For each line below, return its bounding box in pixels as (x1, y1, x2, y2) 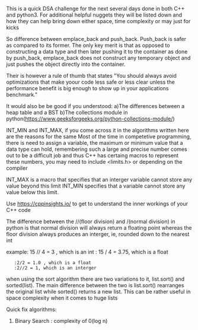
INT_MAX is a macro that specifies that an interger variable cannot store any (6, 176, 193, 183)
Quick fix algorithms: (6, 306, 57, 313)
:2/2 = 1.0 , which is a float (14, 260, 92, 266)
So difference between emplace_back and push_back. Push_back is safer (6, 36, 187, 42)
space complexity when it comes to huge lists (6, 294, 118, 302)
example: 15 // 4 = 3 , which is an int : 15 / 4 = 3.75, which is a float (6, 249, 169, 255)
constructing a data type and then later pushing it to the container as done (6, 48, 188, 55)
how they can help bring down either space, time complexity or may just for (6, 18, 191, 24)
